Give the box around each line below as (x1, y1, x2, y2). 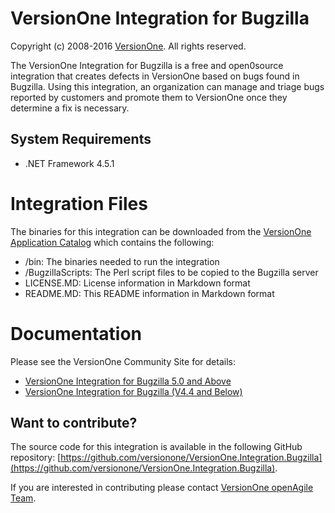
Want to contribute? (10, 415, 138, 432)
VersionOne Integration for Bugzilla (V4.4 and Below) (24, 385, 243, 397)
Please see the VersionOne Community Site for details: (10, 355, 236, 367)
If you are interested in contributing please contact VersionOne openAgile (10, 482, 314, 494)
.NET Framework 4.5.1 (24, 157, 115, 169)
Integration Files (10, 192, 148, 215)
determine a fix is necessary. (10, 102, 130, 114)
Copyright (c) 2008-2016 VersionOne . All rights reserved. (10, 40, 247, 52)
